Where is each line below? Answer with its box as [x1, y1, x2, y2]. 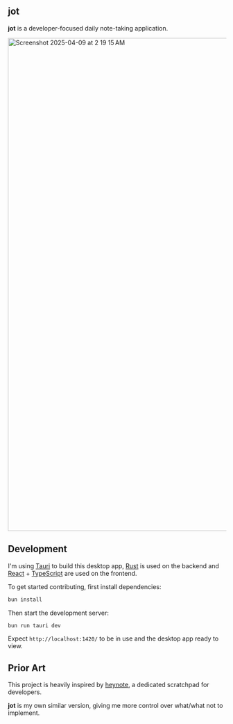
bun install [8, 596, 42, 603]
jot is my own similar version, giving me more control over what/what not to [8, 702, 223, 710]
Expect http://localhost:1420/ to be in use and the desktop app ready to [8, 634, 219, 643]
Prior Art [8, 662, 46, 674]
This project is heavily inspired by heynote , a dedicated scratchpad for [8, 681, 210, 689]
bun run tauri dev [8, 622, 61, 629]
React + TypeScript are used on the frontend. [8, 569, 137, 577]
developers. [8, 688, 42, 696]
